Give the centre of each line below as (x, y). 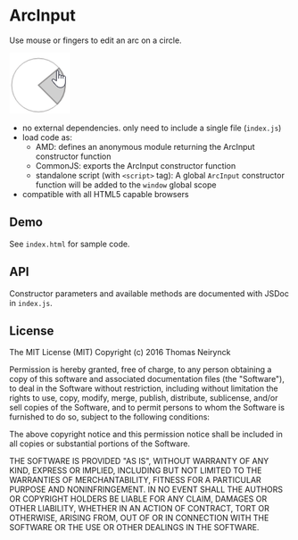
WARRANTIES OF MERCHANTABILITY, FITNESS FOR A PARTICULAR (135, 480)
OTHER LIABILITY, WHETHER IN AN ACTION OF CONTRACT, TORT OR (139, 509)
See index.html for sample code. (70, 244)
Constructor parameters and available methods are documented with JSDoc (149, 293)
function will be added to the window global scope (126, 185)
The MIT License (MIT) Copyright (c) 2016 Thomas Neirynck (120, 353)
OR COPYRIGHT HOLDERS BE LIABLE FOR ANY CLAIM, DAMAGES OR (138, 499)
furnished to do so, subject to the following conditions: (109, 417)
